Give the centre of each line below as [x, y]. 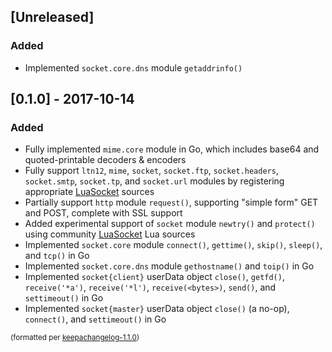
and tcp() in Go [57, 256]
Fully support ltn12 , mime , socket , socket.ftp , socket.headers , [151, 171]
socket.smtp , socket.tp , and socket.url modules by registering [154, 181]
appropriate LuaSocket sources [89, 192]
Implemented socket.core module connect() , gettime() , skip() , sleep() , [173, 245]
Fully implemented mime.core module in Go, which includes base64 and [172, 149]
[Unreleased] [52, 17]
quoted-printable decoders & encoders [105, 160]
